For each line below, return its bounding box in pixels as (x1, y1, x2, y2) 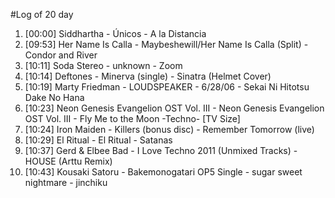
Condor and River (24, 49, 98, 61)
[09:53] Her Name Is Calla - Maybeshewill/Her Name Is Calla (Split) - (24, 39, 309, 50)
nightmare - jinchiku (24, 177, 108, 188)
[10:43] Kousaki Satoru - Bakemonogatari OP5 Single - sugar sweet (24, 166, 303, 178)
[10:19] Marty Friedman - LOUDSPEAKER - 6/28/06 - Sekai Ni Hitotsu (24, 81, 310, 93)
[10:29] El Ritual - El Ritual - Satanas (24, 134, 173, 146)
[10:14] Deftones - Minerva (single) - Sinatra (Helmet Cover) (24, 70, 272, 82)
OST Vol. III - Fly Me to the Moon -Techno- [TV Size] (24, 113, 241, 124)
